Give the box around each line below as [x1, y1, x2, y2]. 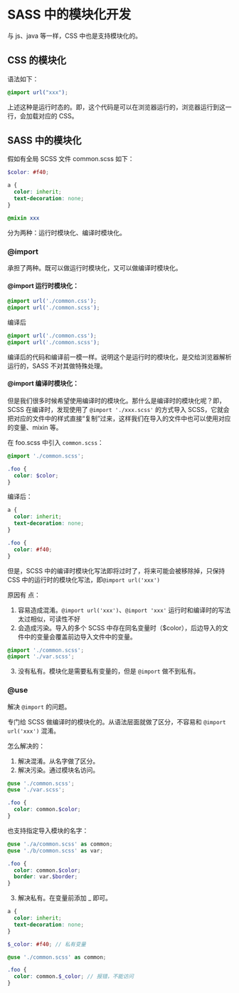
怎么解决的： [7, 741, 45, 750]
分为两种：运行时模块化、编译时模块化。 [7, 228, 126, 237]
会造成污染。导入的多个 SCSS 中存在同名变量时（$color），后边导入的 [17, 623, 223, 632]
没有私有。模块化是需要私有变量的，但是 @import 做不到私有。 [17, 667, 200, 676]
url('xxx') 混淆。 [7, 726, 60, 735]
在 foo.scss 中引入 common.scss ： [7, 438, 105, 446]
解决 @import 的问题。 [7, 702, 71, 711]
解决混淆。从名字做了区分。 [17, 756, 100, 765]
